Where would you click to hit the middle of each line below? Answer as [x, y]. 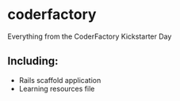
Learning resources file [57, 88]
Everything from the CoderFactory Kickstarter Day [90, 36]
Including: [33, 61]
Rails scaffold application [60, 80]
